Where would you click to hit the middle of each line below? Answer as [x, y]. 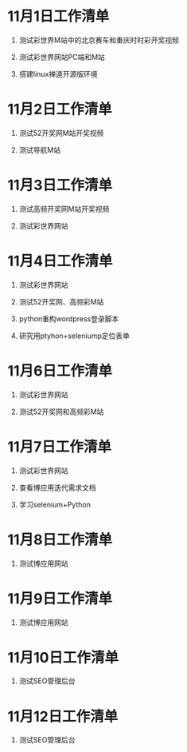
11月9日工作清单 [60, 598]
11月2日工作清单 [60, 109]
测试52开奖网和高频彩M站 [61, 412]
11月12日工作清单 [63, 716]
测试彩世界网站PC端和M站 [62, 57]
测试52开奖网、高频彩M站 [61, 301]
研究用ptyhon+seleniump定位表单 [74, 336]
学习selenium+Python [55, 504]
